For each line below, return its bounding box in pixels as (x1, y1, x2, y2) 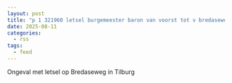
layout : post (7, 10, 45, 17)
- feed (13, 49, 32, 56)
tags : (7, 42, 23, 49)
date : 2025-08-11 (7, 23, 57, 30)
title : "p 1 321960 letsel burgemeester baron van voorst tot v (7, 17, 196, 24)
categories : (7, 29, 41, 37)
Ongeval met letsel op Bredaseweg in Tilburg (7, 67, 135, 76)
